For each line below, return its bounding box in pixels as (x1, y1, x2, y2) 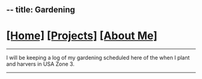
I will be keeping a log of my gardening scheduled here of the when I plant (6, 54, 190, 62)
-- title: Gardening (6, 5, 75, 15)
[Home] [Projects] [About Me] (6, 29, 158, 42)
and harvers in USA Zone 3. (6, 60, 75, 68)
